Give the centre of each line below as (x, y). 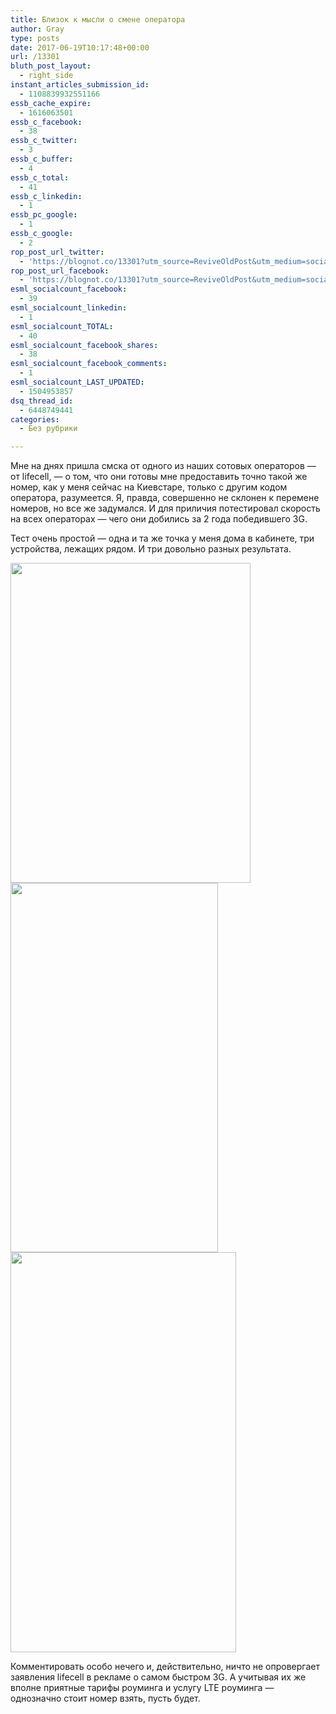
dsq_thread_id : (42, 401)
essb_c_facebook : (46, 122)
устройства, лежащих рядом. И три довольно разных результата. (151, 549)
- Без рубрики (48, 429)
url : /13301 (35, 57)
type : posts (35, 38)
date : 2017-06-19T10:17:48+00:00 (80, 47)
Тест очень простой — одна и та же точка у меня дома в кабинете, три (162, 538)
